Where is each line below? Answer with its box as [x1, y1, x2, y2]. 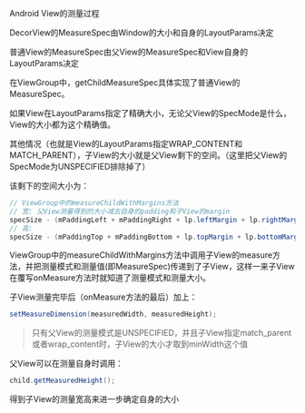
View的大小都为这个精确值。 [9, 119, 116, 130]
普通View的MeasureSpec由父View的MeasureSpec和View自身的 [9, 46, 249, 57]
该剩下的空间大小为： [9, 181, 89, 191]
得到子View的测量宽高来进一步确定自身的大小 [9, 394, 180, 405]
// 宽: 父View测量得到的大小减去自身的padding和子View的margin [9, 207, 231, 216]
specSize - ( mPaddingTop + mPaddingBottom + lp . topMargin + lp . [9, 232, 258, 241]
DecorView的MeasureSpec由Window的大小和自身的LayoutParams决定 [9, 27, 274, 38]
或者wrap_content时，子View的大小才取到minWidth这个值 [31, 339, 248, 349]
